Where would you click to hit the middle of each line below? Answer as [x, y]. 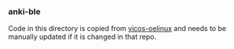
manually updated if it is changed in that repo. [82, 37]
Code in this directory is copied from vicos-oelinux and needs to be [117, 29]
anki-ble [24, 12]
